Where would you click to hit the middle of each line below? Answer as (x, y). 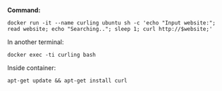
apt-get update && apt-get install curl (68, 80)
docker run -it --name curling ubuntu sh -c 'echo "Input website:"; (112, 23)
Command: (24, 10)
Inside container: (32, 68)
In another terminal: (36, 42)
